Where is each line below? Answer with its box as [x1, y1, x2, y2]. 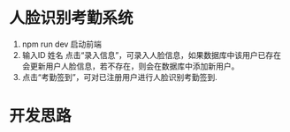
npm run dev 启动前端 [21, 39, 102, 49]
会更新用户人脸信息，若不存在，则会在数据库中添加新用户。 [21, 61, 240, 71]
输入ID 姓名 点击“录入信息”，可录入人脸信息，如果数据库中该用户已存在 [21, 49, 281, 60]
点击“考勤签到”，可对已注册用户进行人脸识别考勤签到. [21, 71, 218, 82]
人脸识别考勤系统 [9, 8, 134, 28]
